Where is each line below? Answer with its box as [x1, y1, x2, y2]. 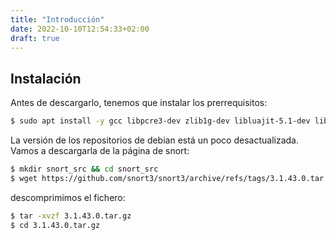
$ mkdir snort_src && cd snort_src [10, 164, 159, 175]
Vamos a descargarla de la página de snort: [10, 145, 190, 157]
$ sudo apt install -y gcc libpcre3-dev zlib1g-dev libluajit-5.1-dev [10, 116, 311, 126]
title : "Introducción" [10, 14, 105, 25]
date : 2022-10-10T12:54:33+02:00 [10, 24, 150, 34]
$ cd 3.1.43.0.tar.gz [10, 220, 101, 230]
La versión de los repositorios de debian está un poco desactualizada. [10, 134, 299, 146]
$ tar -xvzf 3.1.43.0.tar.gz [10, 211, 132, 221]
